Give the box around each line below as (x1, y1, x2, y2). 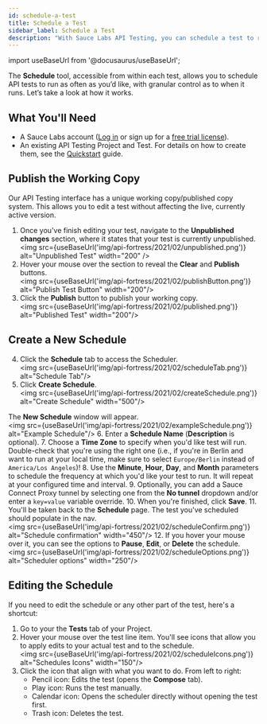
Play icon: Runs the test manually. (31, 683, 142, 692)
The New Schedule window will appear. (8, 411, 139, 422)
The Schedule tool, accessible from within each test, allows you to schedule (8, 71, 258, 80)
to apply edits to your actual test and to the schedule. (19, 640, 195, 650)
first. (31, 699, 48, 709)
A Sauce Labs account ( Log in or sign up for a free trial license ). (19, 132, 230, 142)
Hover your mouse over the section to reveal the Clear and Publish (19, 259, 240, 269)
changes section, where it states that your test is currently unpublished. (19, 234, 256, 243)
